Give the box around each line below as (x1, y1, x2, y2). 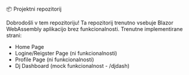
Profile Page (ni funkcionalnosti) (14, 56, 94, 63)
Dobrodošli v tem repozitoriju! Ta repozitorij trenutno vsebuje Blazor (6, 19, 174, 26)
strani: (6, 32, 22, 39)
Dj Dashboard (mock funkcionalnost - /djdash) (14, 62, 130, 69)
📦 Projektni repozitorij (6, 5, 62, 12)
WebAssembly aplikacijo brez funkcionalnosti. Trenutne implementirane (6, 26, 183, 32)
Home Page (14, 43, 44, 50)
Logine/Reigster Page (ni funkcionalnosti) (14, 50, 118, 57)
